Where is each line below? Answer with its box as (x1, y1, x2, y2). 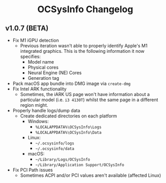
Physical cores (27, 65, 59, 70)
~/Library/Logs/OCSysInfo (35, 157, 90, 162)
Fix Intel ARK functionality (12, 86, 67, 92)
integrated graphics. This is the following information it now (20, 48, 145, 54)
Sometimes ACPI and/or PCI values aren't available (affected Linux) (20, 172, 161, 178)
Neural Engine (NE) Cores (27, 70, 82, 76)
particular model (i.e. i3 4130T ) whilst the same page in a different (20, 97, 158, 103)
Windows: (27, 118, 49, 124)
